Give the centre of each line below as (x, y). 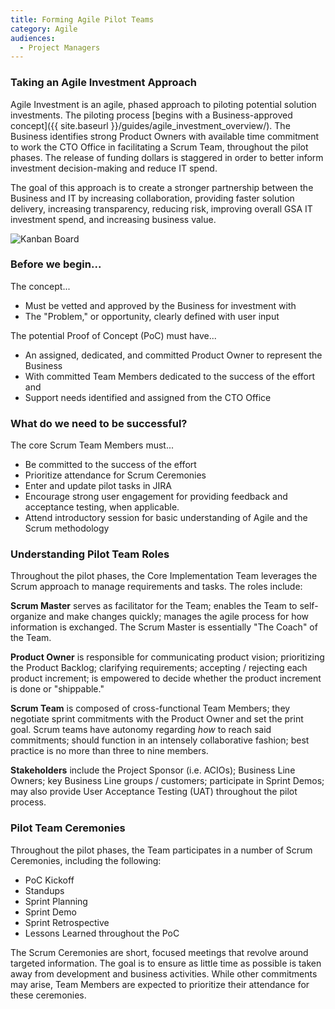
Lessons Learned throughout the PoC (102, 933)
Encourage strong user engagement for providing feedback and (156, 497)
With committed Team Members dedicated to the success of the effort (170, 376)
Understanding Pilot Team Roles (90, 554)
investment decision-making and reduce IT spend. (114, 168)
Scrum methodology (67, 528)
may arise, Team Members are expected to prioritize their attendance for (160, 984)
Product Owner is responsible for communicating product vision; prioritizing (167, 657)
